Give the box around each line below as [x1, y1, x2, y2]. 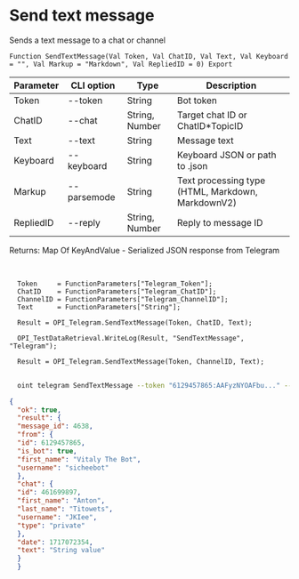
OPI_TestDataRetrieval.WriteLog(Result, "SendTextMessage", [17, 334, 245, 342]
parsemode [67, 190, 116, 203]
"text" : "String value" [17, 546, 105, 555]
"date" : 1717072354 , [17, 537, 93, 547]
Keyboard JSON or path [176, 149, 277, 161]
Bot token [176, 94, 218, 107]
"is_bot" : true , [17, 446, 77, 455]
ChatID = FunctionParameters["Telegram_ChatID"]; [17, 286, 217, 296]
